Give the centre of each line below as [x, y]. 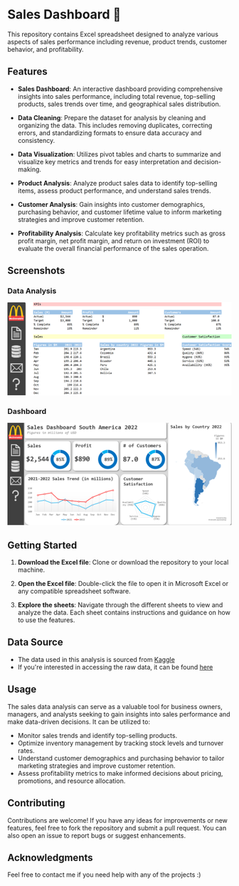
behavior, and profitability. [46, 49]
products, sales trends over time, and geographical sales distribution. [119, 104]
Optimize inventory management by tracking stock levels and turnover [121, 743]
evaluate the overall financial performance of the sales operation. [113, 248]
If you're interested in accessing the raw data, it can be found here [115, 667]
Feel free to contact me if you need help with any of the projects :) [104, 875]
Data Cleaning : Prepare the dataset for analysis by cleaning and [112, 117]
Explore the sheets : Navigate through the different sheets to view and [120, 605]
